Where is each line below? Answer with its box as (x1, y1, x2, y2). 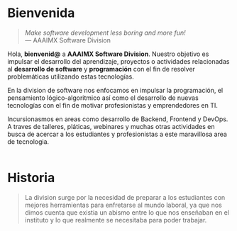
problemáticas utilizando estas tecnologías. (7, 72, 135, 81)
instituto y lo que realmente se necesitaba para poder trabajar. (24, 215, 207, 224)
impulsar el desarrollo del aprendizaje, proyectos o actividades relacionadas (7, 57, 230, 65)
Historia (7, 170, 55, 186)
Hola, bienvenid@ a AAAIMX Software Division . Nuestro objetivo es (7, 50, 209, 58)
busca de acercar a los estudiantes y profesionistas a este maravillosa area (7, 130, 227, 138)
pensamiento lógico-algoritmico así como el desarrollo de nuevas (7, 94, 199, 102)
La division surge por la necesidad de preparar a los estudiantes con (24, 193, 226, 201)
